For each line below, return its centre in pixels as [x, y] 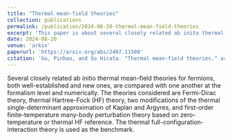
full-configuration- [178, 122]
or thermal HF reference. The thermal [97, 122]
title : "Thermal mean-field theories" [63, 13]
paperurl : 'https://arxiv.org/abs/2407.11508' [75, 52]
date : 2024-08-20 [32, 39]
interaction [22, 129]
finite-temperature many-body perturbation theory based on [93, 114]
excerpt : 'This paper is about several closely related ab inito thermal [116, 33]
